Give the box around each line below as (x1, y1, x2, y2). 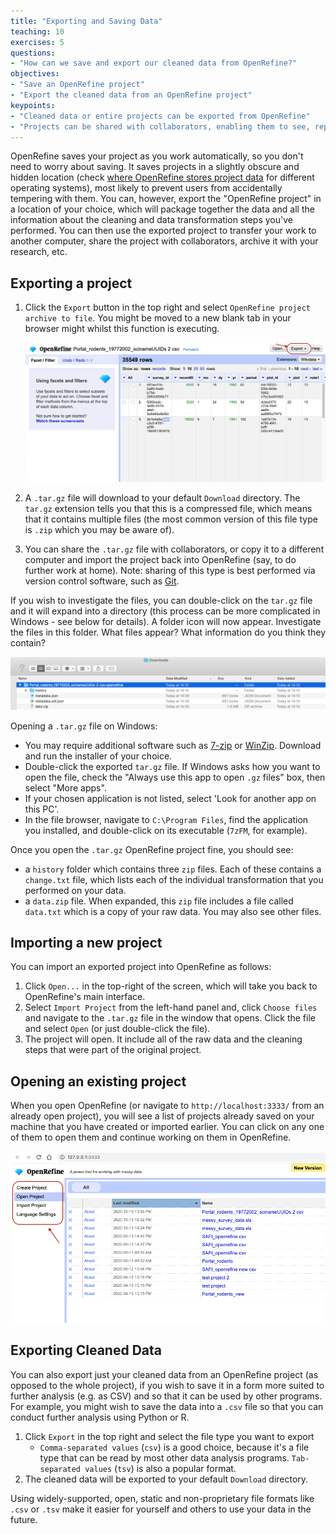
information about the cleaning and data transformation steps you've (10, 214, 293, 226)
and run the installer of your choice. (24, 750, 173, 762)
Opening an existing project (10, 1073, 187, 1090)
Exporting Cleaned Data (10, 1342, 162, 1359)
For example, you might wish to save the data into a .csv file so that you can (10, 1400, 324, 1412)
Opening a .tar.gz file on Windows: (10, 720, 158, 732)
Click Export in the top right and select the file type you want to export (24, 1430, 315, 1442)
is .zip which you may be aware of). (24, 523, 175, 535)
